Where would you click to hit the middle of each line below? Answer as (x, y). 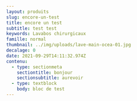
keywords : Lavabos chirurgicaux (46, 34)
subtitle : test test (32, 28)
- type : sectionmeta (37, 67)
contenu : (17, 61)
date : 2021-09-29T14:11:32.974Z (46, 56)
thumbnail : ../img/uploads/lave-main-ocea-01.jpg (69, 45)
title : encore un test (34, 23)
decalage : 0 (21, 50)
